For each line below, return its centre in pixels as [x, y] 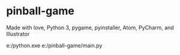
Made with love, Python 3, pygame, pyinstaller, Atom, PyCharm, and [90, 27]
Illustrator [18, 33]
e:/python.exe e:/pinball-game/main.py [54, 45]
